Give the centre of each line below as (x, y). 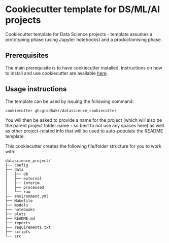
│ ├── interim (22, 183)
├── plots (16, 214)
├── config (17, 165)
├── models (17, 205)
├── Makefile (19, 201)
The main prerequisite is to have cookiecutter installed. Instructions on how (84, 67)
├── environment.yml (27, 196)
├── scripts (18, 232)
